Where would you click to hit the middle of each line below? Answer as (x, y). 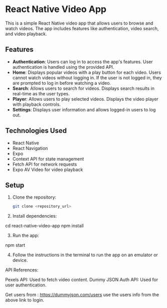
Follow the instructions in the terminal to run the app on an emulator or (85, 255)
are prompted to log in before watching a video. (62, 83)
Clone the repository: (34, 197)
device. (20, 260)
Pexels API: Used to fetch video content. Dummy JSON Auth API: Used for (82, 280)
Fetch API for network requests (45, 164)
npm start (15, 245)
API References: (22, 270)
